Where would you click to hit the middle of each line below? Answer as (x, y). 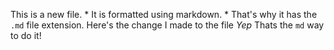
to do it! (26, 35)
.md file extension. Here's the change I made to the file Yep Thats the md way (167, 25)
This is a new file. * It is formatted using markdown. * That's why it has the (164, 14)
